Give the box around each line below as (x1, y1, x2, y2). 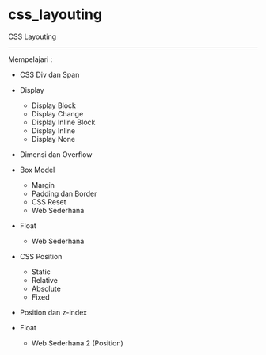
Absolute (31, 284, 61, 293)
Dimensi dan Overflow (19, 149, 93, 159)
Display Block (31, 101, 77, 110)
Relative (31, 275, 58, 284)
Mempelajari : (8, 54, 53, 64)
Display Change (31, 109, 84, 118)
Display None (31, 134, 76, 143)
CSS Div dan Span (19, 70, 80, 79)
